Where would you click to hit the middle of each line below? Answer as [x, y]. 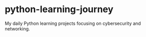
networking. [17, 28]
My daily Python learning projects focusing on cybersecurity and [73, 23]
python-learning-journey [59, 9]
